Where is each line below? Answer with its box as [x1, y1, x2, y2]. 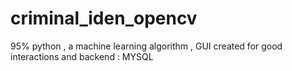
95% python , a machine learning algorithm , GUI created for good [10, 40, 283, 52]
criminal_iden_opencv [10, 7, 198, 30]
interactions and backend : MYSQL [10, 50, 154, 62]
